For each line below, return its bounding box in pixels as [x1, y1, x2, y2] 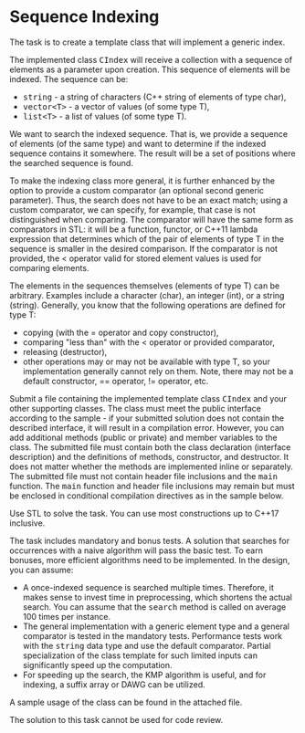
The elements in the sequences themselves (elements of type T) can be [9, 280, 280, 291]
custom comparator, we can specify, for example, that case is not [9, 204, 256, 215]
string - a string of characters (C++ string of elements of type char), [22, 91, 287, 102]
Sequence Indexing [9, 6, 160, 27]
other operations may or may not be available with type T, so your [22, 356, 271, 367]
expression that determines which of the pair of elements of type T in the [9, 233, 285, 244]
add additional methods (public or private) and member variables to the [9, 432, 278, 443]
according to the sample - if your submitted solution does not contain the [9, 413, 285, 424]
